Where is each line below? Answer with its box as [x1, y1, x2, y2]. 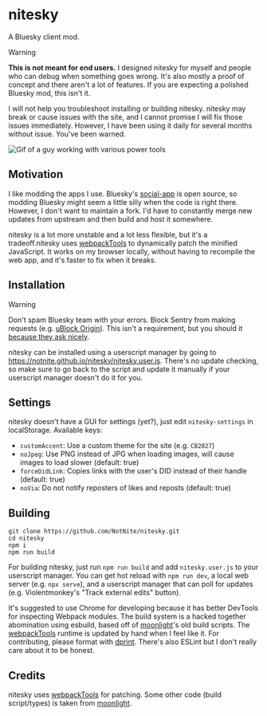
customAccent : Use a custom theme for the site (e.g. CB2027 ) [19, 441, 215, 450]
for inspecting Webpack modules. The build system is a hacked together [8, 612, 246, 621]
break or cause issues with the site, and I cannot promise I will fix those [8, 112, 243, 121]
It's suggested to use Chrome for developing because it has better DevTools [8, 604, 259, 613]
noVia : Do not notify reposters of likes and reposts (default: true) [19, 483, 231, 493]
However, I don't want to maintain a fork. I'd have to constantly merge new [8, 206, 253, 215]
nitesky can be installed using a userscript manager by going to [8, 347, 217, 356]
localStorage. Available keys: [8, 425, 103, 435]
